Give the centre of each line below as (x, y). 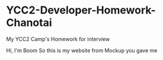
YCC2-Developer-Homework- (81, 10)
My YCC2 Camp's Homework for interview (58, 39)
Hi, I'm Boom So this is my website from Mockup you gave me (82, 50)
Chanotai (29, 23)
